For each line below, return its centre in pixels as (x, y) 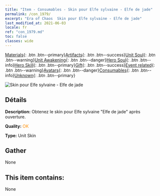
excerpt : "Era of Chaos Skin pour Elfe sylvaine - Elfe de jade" (73, 18)
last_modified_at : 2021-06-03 (36, 23)
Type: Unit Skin (21, 136)
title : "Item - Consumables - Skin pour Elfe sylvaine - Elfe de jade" (79, 9)
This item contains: (35, 177)
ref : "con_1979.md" (25, 32)
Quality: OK (17, 126)
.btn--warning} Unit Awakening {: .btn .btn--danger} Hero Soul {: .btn (72, 60)
